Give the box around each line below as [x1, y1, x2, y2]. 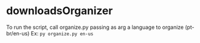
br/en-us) [6, 29, 30, 37]
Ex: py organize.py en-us [30, 29, 94, 37]
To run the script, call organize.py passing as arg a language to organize [6, 24, 184, 31]
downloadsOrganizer [6, 4, 113, 18]
